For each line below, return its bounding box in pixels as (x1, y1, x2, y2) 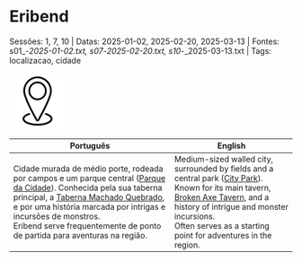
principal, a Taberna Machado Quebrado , (13, 191, 165, 203)
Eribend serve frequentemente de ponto (13, 220, 162, 231)
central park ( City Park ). (173, 172, 263, 183)
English (217, 141, 246, 152)
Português (69, 141, 111, 152)
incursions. (173, 211, 216, 222)
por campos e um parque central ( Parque (13, 172, 166, 183)
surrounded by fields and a (173, 163, 274, 174)
